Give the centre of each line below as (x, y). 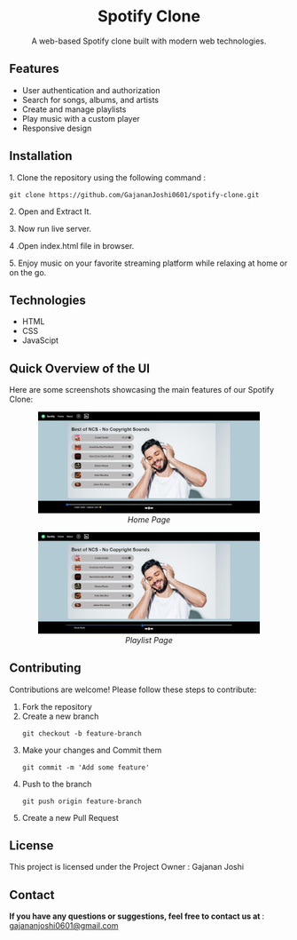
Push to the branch (57, 784)
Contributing (45, 668)
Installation (41, 156)
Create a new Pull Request (70, 817)
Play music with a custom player (81, 118)
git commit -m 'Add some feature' (86, 767)
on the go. (28, 272)
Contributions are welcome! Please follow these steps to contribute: (133, 689)
